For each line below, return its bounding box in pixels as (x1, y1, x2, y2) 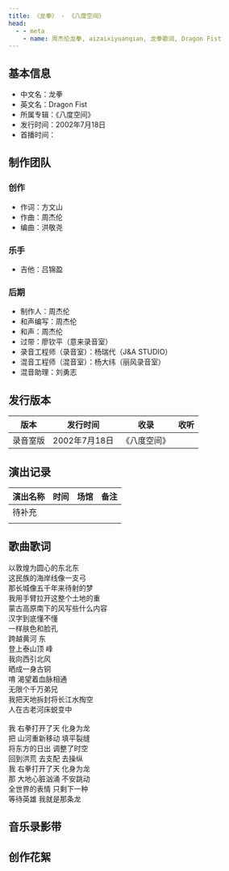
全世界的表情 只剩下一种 (8, 784, 89, 793)
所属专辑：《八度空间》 (19, 110, 95, 120)
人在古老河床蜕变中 (8, 704, 73, 714)
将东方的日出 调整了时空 (8, 743, 89, 753)
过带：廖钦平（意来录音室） (19, 337, 113, 346)
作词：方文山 (19, 202, 63, 211)
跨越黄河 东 (8, 633, 46, 644)
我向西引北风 (8, 653, 51, 664)
